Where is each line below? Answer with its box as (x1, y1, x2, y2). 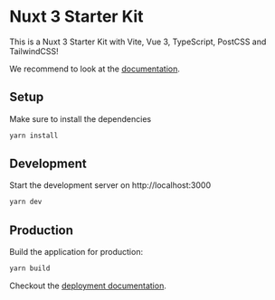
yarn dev (9, 197, 43, 207)
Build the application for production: (9, 247, 143, 258)
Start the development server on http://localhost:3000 (9, 180, 211, 191)
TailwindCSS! (9, 45, 59, 56)
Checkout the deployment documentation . (9, 280, 167, 291)
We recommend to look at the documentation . (9, 63, 181, 74)
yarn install (9, 131, 59, 140)
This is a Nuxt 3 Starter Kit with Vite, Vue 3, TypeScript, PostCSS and (9, 36, 267, 47)
